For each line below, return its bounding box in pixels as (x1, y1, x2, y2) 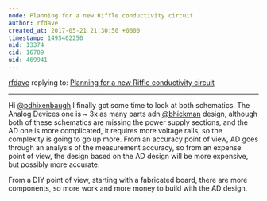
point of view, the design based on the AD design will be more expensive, (8, 151, 249, 160)
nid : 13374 (8, 41, 44, 49)
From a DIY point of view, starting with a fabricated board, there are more (8, 175, 248, 184)
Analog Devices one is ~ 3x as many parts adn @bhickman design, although (8, 109, 258, 118)
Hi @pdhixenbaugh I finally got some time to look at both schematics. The (8, 100, 250, 110)
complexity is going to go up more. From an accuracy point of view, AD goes (8, 134, 259, 144)
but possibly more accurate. (8, 160, 101, 169)
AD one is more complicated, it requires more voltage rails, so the (8, 126, 222, 135)
